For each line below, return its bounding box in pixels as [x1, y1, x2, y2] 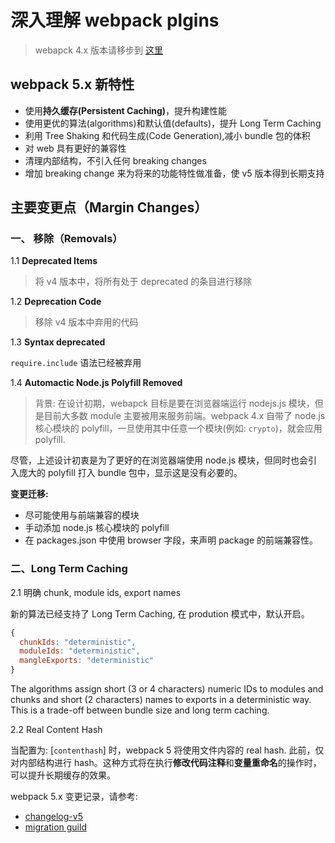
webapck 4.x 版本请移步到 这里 [34, 44, 164, 56]
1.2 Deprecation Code [10, 296, 102, 308]
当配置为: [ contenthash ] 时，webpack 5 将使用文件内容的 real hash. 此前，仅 [10, 744, 325, 756]
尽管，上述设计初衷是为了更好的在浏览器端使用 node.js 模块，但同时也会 [10, 454, 309, 466]
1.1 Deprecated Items [10, 255, 98, 267]
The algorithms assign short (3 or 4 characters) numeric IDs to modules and [10, 683, 324, 695]
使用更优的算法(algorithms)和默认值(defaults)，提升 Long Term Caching [24, 117, 322, 129]
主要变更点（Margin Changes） [10, 199, 208, 216]
